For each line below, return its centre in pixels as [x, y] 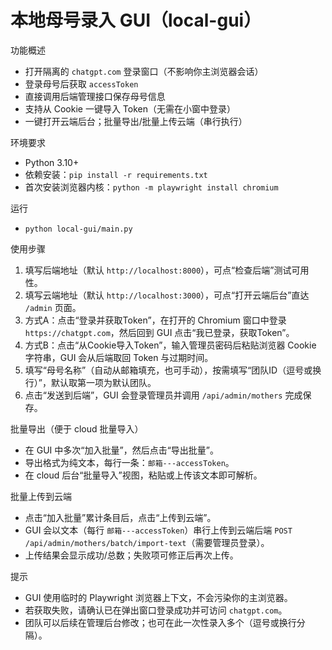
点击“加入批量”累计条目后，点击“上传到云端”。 [120, 517]
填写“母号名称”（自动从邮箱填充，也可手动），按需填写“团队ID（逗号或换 [173, 370]
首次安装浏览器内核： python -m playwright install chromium [151, 187]
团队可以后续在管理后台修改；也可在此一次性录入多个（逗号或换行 [160, 622]
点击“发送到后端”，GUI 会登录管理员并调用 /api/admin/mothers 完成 [163, 395]
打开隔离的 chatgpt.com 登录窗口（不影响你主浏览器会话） [144, 71]
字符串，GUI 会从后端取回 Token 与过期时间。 [119, 357]
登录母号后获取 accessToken [81, 83]
